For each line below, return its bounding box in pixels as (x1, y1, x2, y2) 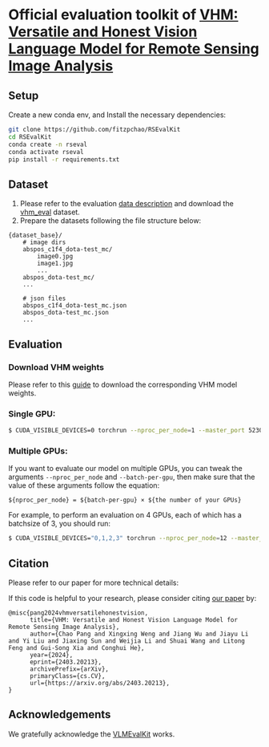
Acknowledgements (8, 708, 111, 721)
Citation (8, 556, 50, 570)
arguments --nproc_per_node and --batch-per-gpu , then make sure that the (8, 472, 255, 482)
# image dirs (22, 238, 66, 246)
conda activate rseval (8, 148, 84, 156)
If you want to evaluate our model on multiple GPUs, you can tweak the (8, 464, 243, 473)
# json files (22, 294, 66, 302)
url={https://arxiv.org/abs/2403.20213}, (29, 680, 171, 688)
